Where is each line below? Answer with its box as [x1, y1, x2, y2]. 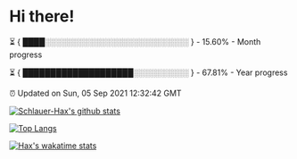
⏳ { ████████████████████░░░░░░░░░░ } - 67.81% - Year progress [9, 67, 288, 78]
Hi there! [9, 6, 75, 27]
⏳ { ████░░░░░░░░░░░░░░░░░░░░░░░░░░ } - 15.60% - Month [9, 36, 261, 46]
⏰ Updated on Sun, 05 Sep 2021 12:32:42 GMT [9, 88, 182, 98]
